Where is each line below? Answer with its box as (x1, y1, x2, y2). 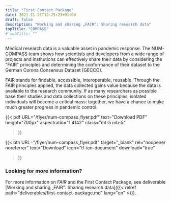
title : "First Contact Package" (5, 7, 74, 13)
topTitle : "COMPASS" (5, 27, 49, 32)
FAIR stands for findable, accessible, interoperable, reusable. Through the (5, 77, 160, 83)
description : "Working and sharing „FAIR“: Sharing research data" (5, 21, 152, 27)
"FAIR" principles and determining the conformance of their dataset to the (5, 62, 160, 68)
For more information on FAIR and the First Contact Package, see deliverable (5, 179, 166, 185)
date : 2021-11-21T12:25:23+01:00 (5, 12, 76, 17)
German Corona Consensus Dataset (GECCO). (5, 67, 103, 73)
